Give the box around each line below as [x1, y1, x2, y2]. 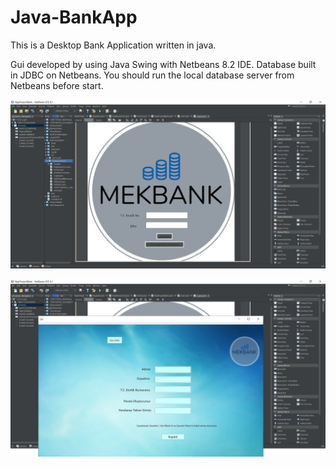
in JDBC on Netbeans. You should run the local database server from [10, 69, 295, 81]
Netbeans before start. [10, 79, 104, 91]
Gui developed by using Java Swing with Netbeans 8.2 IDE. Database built [10, 58, 317, 70]
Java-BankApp [10, 6, 138, 29]
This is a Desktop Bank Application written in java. [10, 39, 217, 51]
